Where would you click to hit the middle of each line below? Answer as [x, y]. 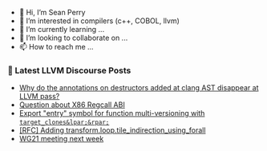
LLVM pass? [39, 97]
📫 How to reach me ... [56, 47]
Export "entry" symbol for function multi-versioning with [112, 113]
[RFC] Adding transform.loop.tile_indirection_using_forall [112, 130]
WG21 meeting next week [61, 139]
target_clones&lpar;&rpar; [64, 123]
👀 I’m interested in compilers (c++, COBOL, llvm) [99, 21]
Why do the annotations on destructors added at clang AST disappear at [139, 88]
